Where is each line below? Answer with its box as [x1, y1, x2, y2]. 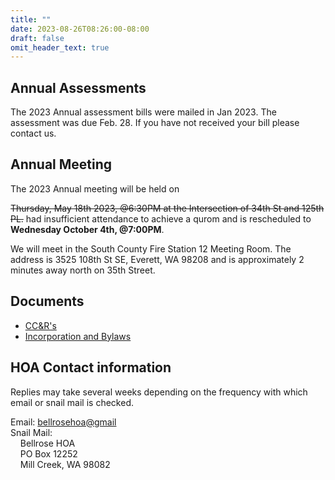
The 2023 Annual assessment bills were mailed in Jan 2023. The [10, 106, 277, 118]
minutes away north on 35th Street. [10, 264, 156, 276]
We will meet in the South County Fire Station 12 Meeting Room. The [10, 242, 292, 255]
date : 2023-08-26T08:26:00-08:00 [10, 24, 150, 34]
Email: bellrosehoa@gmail [10, 416, 117, 428]
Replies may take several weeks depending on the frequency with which [10, 386, 308, 398]
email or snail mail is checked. [10, 396, 134, 408]
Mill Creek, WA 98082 [19, 458, 111, 470]
